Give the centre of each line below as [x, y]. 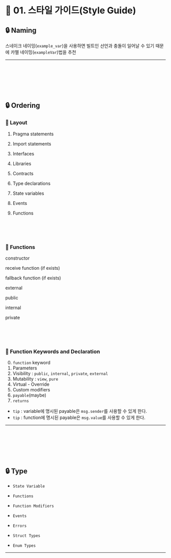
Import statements [32, 144]
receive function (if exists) [33, 268]
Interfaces [23, 153]
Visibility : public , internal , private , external [60, 374]
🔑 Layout [16, 123]
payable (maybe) [30, 395]
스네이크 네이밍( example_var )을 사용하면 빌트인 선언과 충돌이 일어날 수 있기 [80, 46]
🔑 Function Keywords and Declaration [53, 352]
